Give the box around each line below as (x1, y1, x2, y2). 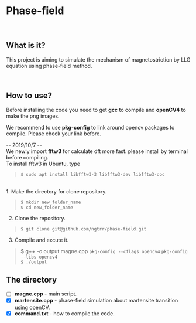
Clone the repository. (14, 215, 66, 222)
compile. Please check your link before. (6, 130, 101, 137)
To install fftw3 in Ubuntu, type (6, 160, 81, 167)
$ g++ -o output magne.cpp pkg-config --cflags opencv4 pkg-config (20, 247, 188, 254)
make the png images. (6, 113, 60, 120)
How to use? (6, 91, 53, 101)
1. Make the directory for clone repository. (6, 188, 107, 195)
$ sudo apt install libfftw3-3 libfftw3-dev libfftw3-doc (20, 171, 165, 177)
